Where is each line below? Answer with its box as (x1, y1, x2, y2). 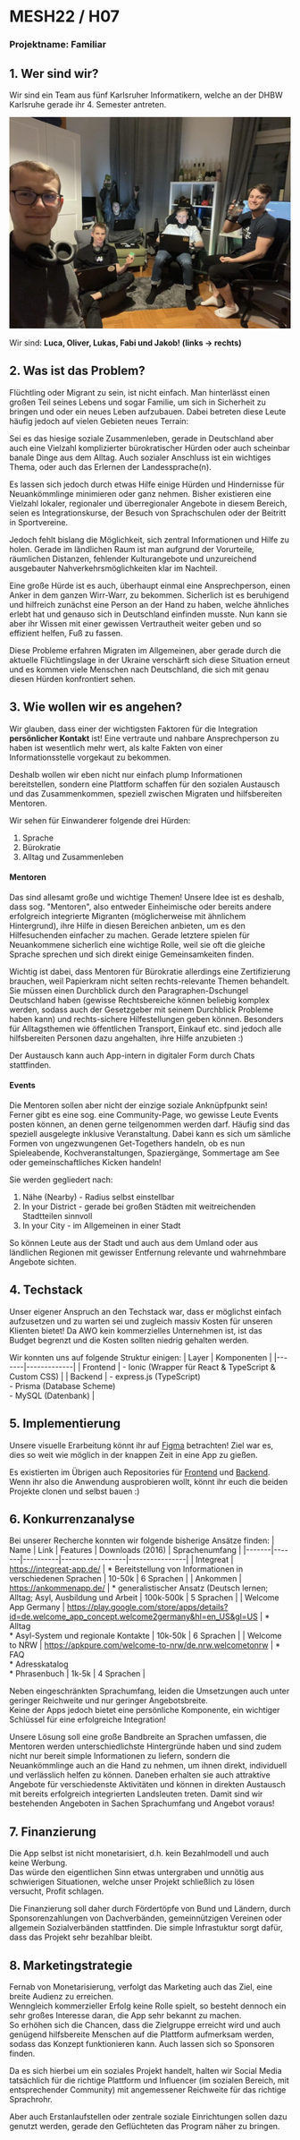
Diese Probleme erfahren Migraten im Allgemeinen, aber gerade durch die (9, 644, 281, 655)
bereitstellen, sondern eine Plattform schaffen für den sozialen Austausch (9, 779, 280, 789)
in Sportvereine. (9, 516, 69, 527)
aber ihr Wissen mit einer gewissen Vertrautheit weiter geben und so (9, 618, 262, 628)
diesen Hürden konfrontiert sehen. (9, 673, 136, 684)
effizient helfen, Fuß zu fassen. (9, 627, 123, 638)
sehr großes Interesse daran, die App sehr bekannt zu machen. (9, 2010, 242, 2021)
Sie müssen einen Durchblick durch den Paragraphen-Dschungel (9, 985, 248, 995)
